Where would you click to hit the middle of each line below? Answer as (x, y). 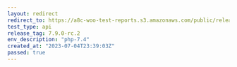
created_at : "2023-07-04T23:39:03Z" (61, 46)
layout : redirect (33, 14)
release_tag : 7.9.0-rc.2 (44, 33)
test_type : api (30, 27)
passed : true (26, 53)
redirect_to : (26, 20)
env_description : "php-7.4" (49, 40)
